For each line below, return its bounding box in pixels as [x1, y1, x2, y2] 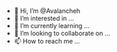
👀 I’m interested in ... [13, 14, 74, 22]
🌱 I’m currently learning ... [13, 22, 90, 30]
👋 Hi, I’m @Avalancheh [13, 7, 81, 15]
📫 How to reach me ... [13, 37, 80, 45]
